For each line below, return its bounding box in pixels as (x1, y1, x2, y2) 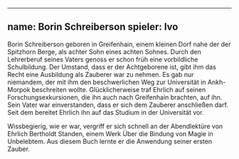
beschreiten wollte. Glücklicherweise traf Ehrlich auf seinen (31, 85, 206, 93)
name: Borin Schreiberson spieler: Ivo (7, 21, 179, 33)
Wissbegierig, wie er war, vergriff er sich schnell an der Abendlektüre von (7, 122, 223, 130)
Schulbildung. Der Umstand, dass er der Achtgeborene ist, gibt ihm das (7, 62, 217, 71)
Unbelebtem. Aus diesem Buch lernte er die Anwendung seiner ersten (7, 137, 212, 145)
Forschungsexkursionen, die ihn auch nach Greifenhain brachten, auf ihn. (7, 93, 223, 101)
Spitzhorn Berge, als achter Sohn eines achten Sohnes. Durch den (7, 47, 201, 56)
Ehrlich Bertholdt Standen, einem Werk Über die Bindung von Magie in (7, 129, 213, 138)
